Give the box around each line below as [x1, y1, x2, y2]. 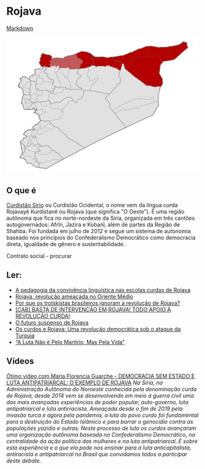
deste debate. [6, 457, 42, 464]
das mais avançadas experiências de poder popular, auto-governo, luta [6, 398, 188, 405]
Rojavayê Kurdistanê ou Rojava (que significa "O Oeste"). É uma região [6, 208, 185, 216]
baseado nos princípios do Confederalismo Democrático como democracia [6, 234, 196, 241]
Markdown [6, 24, 34, 32]
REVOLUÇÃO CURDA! [15, 312, 70, 320]
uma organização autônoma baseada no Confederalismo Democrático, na [6, 430, 196, 438]
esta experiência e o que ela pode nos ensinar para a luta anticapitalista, [6, 444, 192, 451]
